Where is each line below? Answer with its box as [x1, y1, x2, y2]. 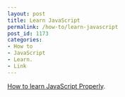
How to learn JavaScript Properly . [7, 82, 106, 90]
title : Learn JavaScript [7, 17, 81, 24]
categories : [7, 37, 42, 44]
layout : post [7, 10, 46, 18]
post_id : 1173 [7, 30, 49, 37]
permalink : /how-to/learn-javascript [7, 23, 119, 30]
